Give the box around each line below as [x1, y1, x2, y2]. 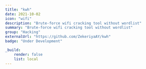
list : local [14, 56, 38, 61]
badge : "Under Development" [5, 39, 63, 44]
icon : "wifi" [5, 16, 32, 21]
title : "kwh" [5, 7, 32, 12]
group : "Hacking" [5, 30, 41, 34]
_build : [5, 47, 21, 52]
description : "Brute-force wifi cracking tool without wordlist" [5, 20, 142, 26]
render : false [14, 52, 43, 57]
